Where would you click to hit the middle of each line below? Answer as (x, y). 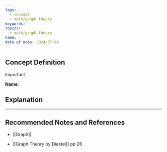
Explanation (24, 99)
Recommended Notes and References (65, 122)
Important (15, 74)
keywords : (15, 24)
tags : (11, 10)
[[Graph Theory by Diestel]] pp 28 (47, 144)
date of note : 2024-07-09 (32, 42)
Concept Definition (35, 63)
